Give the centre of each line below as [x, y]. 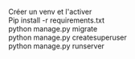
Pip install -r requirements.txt [57, 20]
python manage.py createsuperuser [67, 37]
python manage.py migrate [53, 29]
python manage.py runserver [56, 46]
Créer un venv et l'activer [50, 12]
